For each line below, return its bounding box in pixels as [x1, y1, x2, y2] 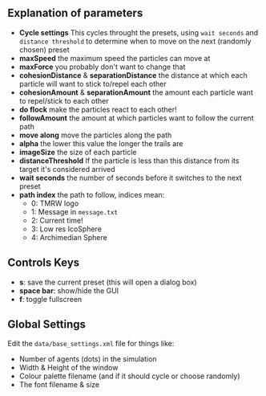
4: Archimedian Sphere [30, 232, 107, 242]
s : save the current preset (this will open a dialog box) [18, 277, 197, 287]
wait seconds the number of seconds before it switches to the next [18, 173, 242, 182]
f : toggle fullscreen [18, 294, 83, 304]
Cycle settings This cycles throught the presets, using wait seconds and [18, 27, 259, 37]
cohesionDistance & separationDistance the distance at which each [18, 70, 248, 80]
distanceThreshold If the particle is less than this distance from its [18, 156, 240, 165]
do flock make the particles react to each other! [18, 104, 177, 114]
